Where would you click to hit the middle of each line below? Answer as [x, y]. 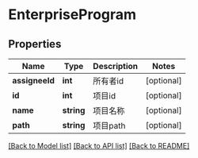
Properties [35, 44]
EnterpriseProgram [72, 15]
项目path [109, 126]
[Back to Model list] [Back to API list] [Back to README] [99, 146]
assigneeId [34, 81]
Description [116, 66]
